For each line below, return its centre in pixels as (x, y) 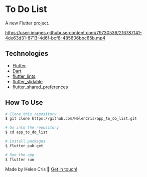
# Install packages (25, 141)
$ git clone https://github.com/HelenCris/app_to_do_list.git (71, 119)
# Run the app (20, 155)
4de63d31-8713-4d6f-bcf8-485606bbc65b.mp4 (55, 38)
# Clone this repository (31, 114)
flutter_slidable (28, 81)
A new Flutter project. (27, 23)
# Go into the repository (32, 128)
